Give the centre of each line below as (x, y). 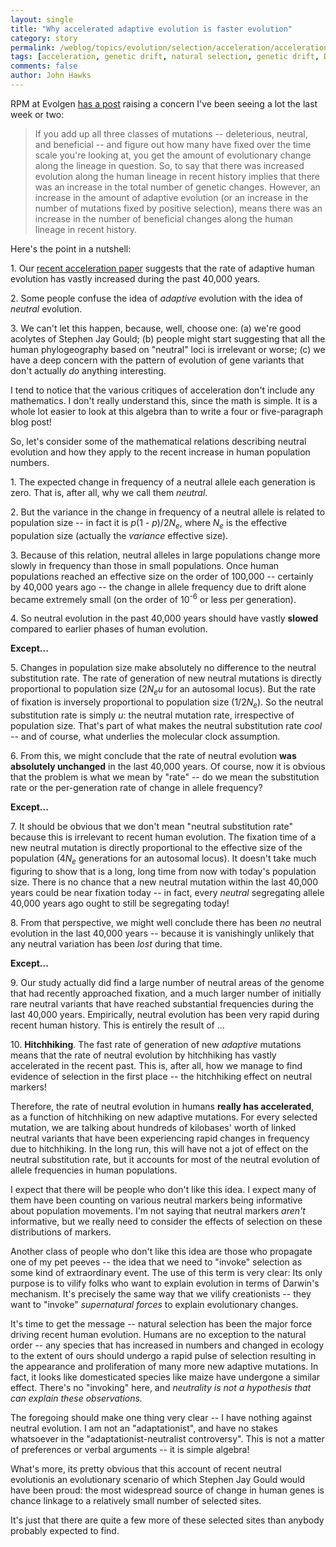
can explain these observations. (76, 1398)
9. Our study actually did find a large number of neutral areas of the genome (167, 982)
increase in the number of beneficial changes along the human (164, 218)
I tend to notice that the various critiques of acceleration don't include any (162, 390)
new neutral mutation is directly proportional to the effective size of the (156, 847)
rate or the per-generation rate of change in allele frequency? (136, 787)
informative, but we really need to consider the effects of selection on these (166, 1221)
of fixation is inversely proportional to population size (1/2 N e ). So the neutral (167, 703)
